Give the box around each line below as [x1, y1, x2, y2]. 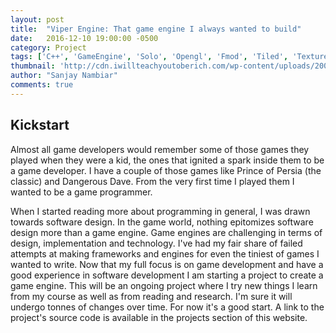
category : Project [10, 42, 87, 53]
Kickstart [10, 117, 70, 134]
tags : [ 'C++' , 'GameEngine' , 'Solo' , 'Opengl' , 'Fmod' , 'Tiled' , [10, 52, 289, 62]
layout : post [10, 14, 65, 25]
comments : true [10, 80, 74, 90]
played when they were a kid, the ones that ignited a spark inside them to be [10, 154, 325, 166]
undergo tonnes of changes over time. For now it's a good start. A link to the [10, 301, 325, 313]
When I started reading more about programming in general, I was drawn [10, 205, 311, 217]
